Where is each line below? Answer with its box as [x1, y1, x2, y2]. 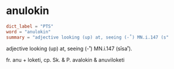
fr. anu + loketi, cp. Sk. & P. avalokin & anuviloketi [6, 56, 125, 63]
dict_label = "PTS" [6, 23, 54, 29]
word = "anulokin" [6, 29, 51, 34]
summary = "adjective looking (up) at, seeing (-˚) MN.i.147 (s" [6, 34, 169, 40]
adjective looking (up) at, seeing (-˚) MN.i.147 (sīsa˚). [6, 45, 133, 52]
